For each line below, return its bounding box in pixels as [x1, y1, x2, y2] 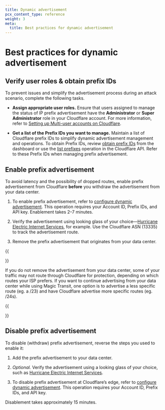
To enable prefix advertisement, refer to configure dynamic [12, 198, 132, 204]
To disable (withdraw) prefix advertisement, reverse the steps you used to [5, 340, 155, 346]
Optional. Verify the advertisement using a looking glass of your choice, [12, 364, 158, 370]
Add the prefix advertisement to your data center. [12, 355, 113, 361]
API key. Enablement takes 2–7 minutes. [12, 209, 94, 215]
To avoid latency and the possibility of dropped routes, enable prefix [5, 178, 144, 184]
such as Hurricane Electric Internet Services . [12, 370, 103, 375]
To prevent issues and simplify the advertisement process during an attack [5, 90, 157, 96]
